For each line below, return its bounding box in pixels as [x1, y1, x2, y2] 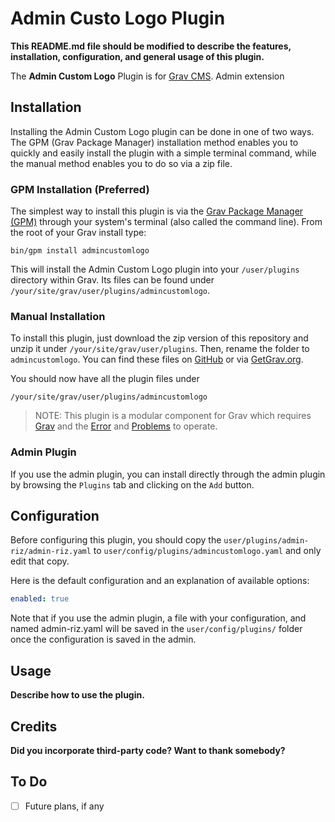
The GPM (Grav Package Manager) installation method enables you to [10, 136, 299, 148]
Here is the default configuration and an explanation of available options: [10, 575, 310, 587]
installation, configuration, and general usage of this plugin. [10, 50, 265, 62]
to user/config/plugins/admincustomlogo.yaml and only [93, 545, 322, 557]
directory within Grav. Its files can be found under [10, 274, 215, 286]
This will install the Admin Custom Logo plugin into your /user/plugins [10, 263, 300, 276]
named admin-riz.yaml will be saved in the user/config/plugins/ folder [10, 623, 303, 635]
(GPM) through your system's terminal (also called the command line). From [10, 216, 323, 228]
